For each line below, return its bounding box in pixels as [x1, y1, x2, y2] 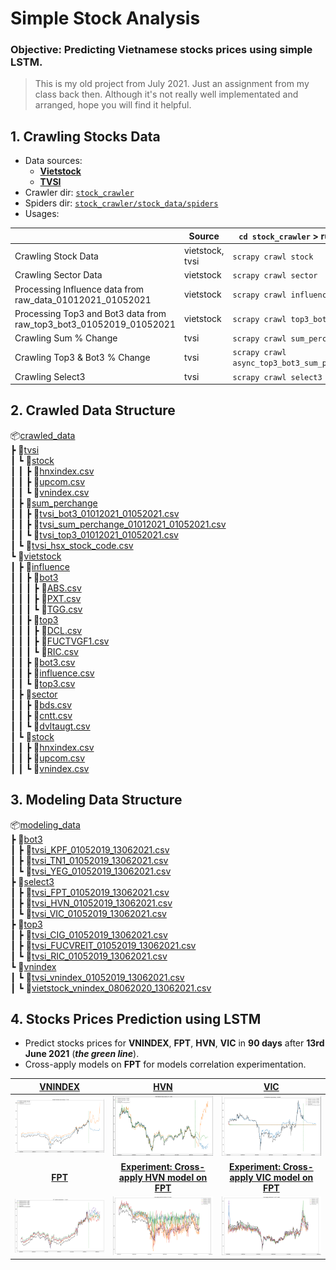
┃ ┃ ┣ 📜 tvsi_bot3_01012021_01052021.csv [10, 507, 180, 519]
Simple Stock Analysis [10, 7, 201, 30]
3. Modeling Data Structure [10, 792, 183, 809]
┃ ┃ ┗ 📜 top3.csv [10, 677, 76, 689]
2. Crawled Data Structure [10, 402, 176, 419]
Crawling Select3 [14, 370, 86, 382]
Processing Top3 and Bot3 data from [14, 307, 167, 319]
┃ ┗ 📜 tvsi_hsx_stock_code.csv [10, 539, 134, 551]
